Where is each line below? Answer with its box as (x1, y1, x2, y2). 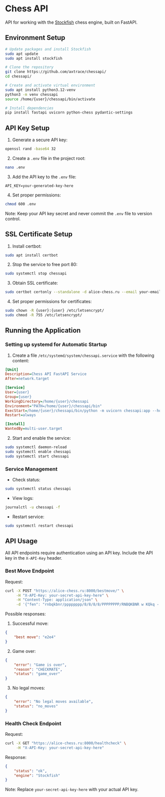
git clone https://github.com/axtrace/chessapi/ (5, 70, 107, 75)
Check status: (12, 477, 41, 483)
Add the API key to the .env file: (12, 174, 77, 180)
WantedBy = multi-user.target (5, 426, 63, 431)
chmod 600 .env (5, 201, 36, 206)
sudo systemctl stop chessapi (5, 271, 67, 276)
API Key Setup (5, 124, 50, 132)
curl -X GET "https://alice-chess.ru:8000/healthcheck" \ (5, 741, 126, 746)
